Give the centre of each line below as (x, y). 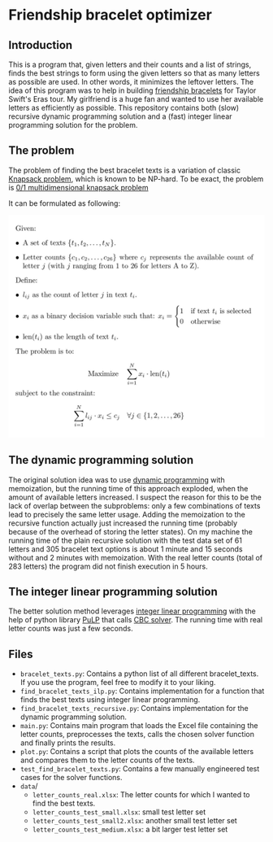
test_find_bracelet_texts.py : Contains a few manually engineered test (140, 769)
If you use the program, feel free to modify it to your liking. (118, 683)
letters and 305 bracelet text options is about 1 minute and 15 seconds (126, 549)
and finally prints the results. (68, 743)
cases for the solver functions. (71, 778)
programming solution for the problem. (73, 125)
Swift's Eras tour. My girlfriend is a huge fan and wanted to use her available (136, 99)
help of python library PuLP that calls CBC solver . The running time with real (136, 620)
